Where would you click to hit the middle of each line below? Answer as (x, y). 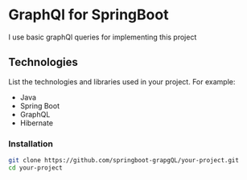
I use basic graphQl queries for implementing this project (103, 37)
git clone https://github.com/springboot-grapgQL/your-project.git (124, 161)
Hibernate (37, 123)
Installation (31, 144)
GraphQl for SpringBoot (89, 15)
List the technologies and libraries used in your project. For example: (122, 81)
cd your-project (35, 168)
